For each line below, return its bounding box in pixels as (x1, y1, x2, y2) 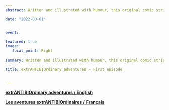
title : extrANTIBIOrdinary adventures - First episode (5, 67, 123, 72)
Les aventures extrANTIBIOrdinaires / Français (5, 99, 105, 105)
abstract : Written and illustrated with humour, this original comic (5, 7, 154, 13)
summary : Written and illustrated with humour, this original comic (5, 58, 152, 63)
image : (5, 44, 19, 49)
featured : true (5, 39, 37, 44)
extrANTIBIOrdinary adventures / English (5, 89, 93, 95)
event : (5, 30, 19, 35)
